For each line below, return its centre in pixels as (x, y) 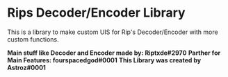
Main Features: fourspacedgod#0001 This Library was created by (104, 60)
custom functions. (33, 39)
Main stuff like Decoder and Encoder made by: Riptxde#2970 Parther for (114, 53)
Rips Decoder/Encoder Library (96, 13)
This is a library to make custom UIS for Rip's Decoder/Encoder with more (113, 32)
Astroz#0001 (27, 67)
